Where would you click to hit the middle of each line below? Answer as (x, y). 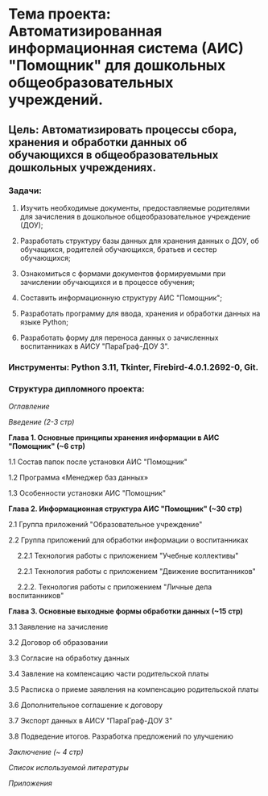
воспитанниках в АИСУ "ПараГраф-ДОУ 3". (95, 346)
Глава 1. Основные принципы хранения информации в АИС (114, 438)
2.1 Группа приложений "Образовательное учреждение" (105, 525)
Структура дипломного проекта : (76, 388)
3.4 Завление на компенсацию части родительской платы (109, 674)
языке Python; (44, 322)
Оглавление (29, 406)
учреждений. (56, 100)
